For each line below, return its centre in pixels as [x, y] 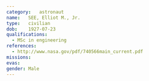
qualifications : [27, 35]
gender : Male [23, 69]
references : [21, 46]
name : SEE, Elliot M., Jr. [43, 18]
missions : [19, 57]
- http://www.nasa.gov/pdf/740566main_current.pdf [78, 52]
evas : [13, 63]
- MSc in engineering [39, 40]
